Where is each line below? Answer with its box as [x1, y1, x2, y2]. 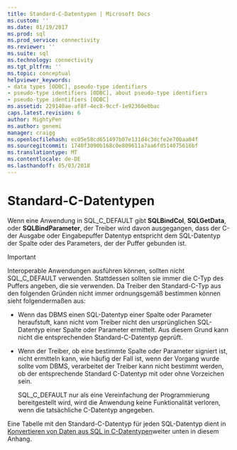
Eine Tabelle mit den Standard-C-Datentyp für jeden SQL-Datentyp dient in [7, 419, 226, 428]
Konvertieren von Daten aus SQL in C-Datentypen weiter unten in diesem [7, 427, 219, 435]
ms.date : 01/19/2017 [7, 23, 69, 31]
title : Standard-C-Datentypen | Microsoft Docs [7, 10, 151, 18]
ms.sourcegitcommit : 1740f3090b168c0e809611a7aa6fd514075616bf [7, 143, 199, 150]
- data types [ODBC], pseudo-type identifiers [7, 83, 148, 90]
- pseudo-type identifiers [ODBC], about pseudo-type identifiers [7, 89, 208, 97]
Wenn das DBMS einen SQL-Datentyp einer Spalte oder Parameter [17, 310, 212, 319]
